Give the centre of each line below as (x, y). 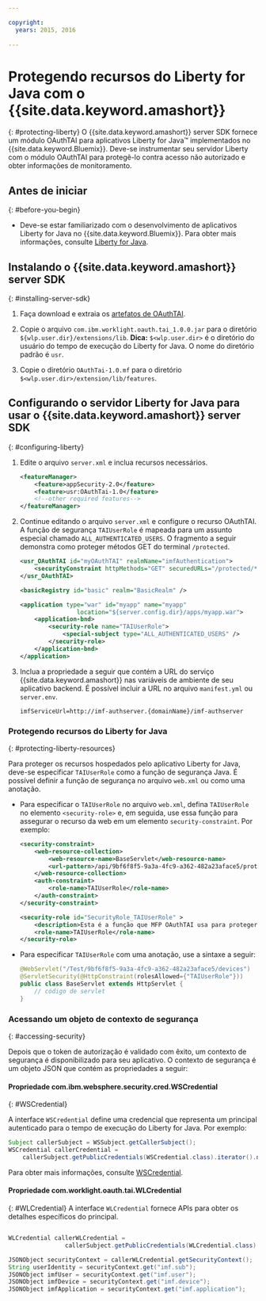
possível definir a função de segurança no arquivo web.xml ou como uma (127, 780)
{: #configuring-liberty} (46, 447)
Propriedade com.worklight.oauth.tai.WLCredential (95, 1191)
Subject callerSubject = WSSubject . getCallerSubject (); (102, 1142)
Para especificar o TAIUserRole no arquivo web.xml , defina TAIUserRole (134, 804)
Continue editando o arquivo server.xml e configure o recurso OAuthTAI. (138, 522)
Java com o (47, 93)
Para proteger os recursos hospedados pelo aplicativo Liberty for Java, (125, 763)
